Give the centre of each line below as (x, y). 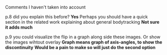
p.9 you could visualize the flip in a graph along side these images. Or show (83, 37)
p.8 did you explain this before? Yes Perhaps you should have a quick (77, 17)
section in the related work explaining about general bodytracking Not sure (82, 22)
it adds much (19, 27)
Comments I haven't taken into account (45, 7)
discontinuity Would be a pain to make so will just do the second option (81, 47)
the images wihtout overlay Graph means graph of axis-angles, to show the (84, 42)
